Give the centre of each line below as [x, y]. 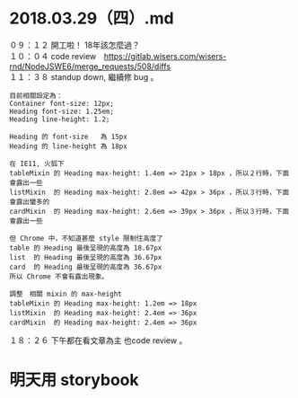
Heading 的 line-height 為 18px [68, 146]
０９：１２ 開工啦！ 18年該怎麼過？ [75, 45]
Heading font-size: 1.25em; [62, 111]
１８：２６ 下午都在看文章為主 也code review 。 [98, 340]
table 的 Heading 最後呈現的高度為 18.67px [86, 248]
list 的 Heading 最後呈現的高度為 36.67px [86, 257]
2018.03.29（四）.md [92, 18]
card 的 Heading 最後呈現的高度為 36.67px [86, 267]
